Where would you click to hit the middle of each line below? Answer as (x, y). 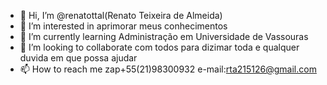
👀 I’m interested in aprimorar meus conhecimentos (123, 26)
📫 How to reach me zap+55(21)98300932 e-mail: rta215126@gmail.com (168, 69)
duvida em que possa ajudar (78, 58)
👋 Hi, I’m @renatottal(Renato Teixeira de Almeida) (121, 15)
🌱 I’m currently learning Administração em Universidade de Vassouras (164, 36)
